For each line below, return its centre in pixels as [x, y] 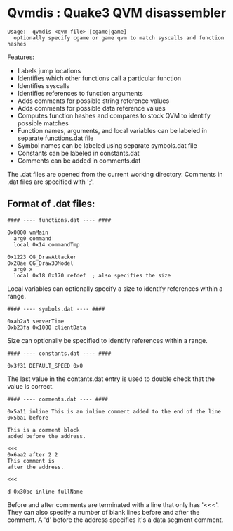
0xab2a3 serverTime [36, 321]
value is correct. [31, 386]
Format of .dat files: [51, 204]
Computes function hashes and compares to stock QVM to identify [114, 115]
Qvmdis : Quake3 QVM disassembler [117, 13]
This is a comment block [44, 430]
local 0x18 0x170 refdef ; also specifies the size [92, 275]
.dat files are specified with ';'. [51, 182]
